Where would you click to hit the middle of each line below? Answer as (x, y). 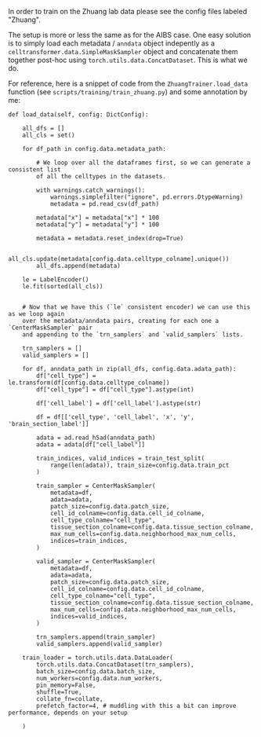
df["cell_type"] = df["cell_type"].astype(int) (115, 390)
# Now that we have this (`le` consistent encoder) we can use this (136, 307)
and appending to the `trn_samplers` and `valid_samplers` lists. (133, 335)
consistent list (34, 170)
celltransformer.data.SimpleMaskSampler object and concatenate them (123, 51)
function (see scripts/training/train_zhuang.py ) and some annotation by (128, 92)
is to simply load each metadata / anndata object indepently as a (112, 43)
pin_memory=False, (66, 685)
